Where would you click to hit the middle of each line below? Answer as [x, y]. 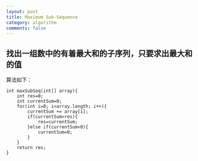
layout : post [22, 11]
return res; [31, 148]
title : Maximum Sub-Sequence [42, 17]
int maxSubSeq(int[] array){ [42, 91]
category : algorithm [32, 22]
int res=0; [30, 96]
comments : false [26, 28]
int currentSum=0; [39, 101]
